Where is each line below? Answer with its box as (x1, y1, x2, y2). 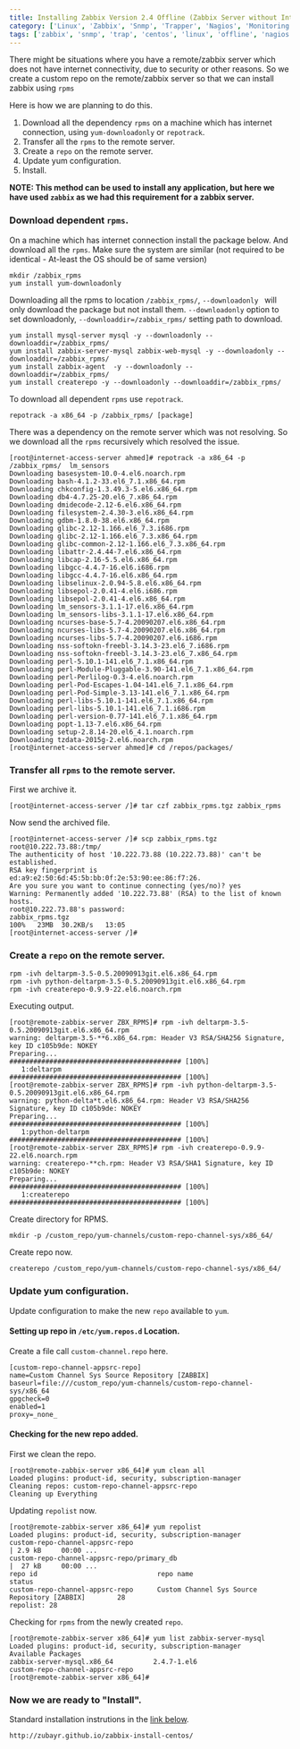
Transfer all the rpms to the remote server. (21, 136, 176, 148)
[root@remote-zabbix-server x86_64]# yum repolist (9, 1523, 202, 1531)
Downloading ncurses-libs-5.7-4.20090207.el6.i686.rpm (9, 633, 218, 643)
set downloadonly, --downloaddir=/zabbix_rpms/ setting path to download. (9, 313, 283, 324)
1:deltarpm (21, 1065, 62, 1074)
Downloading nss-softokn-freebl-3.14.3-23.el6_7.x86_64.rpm (9, 649, 238, 658)
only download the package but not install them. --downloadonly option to (9, 303, 279, 314)
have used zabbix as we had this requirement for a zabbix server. (9, 192, 254, 202)
